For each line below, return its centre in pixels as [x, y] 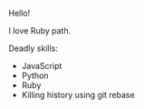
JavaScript [42, 66]
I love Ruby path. [40, 30]
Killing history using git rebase [78, 95]
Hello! [19, 13]
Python [35, 75]
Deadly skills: [33, 48]
